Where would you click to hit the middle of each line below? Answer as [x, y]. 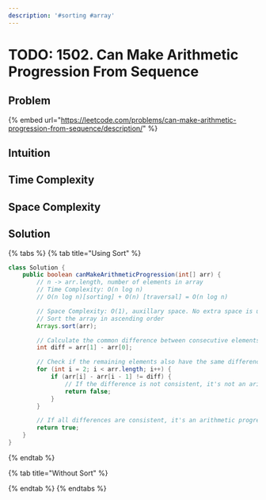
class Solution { [37, 267]
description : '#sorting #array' [61, 15]
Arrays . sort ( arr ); [67, 326]
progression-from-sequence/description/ [76, 128]
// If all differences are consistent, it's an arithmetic [136, 421]
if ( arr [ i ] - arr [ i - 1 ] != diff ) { [111, 377]
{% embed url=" [35, 120]
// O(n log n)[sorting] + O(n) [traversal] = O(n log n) [132, 297]
